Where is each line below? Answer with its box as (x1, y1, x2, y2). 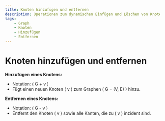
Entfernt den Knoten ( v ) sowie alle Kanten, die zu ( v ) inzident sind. (12, 110, 151, 116)
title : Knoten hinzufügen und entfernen (5, 7, 89, 12)
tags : (5, 16, 16, 21)
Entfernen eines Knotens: (5, 96, 58, 101)
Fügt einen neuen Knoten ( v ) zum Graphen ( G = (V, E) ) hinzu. (12, 86, 141, 92)
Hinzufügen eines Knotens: (5, 71, 62, 77)
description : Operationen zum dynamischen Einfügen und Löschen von (5, 12, 148, 17)
